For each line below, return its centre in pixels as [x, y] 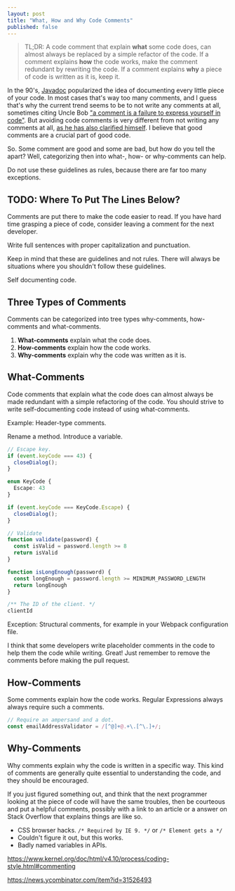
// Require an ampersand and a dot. [61, 720]
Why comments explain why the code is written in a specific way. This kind [116, 765]
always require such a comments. [56, 707]
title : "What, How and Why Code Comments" [70, 20]
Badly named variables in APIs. [62, 845]
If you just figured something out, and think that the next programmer [107, 794]
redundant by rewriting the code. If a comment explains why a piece [123, 69]
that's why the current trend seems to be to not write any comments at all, [114, 106]
